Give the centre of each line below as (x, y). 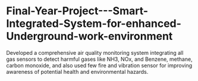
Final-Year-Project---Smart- (77, 11)
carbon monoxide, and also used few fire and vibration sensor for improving (99, 65)
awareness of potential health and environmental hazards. (77, 71)
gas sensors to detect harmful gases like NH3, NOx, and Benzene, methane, (99, 59)
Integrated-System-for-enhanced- (94, 24)
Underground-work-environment (89, 36)
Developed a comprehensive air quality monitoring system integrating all (95, 52)
